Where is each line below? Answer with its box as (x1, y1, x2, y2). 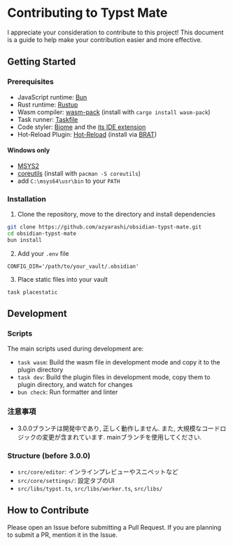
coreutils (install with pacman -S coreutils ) (17, 169, 141, 177)
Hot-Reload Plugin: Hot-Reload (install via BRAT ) (17, 130, 157, 138)
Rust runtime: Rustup (17, 100, 78, 109)
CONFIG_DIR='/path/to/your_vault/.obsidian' (7, 263, 139, 270)
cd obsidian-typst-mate (7, 230, 77, 237)
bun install (7, 236, 42, 243)
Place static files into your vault (17, 275, 108, 283)
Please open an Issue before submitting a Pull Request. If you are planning (7, 523, 222, 531)
